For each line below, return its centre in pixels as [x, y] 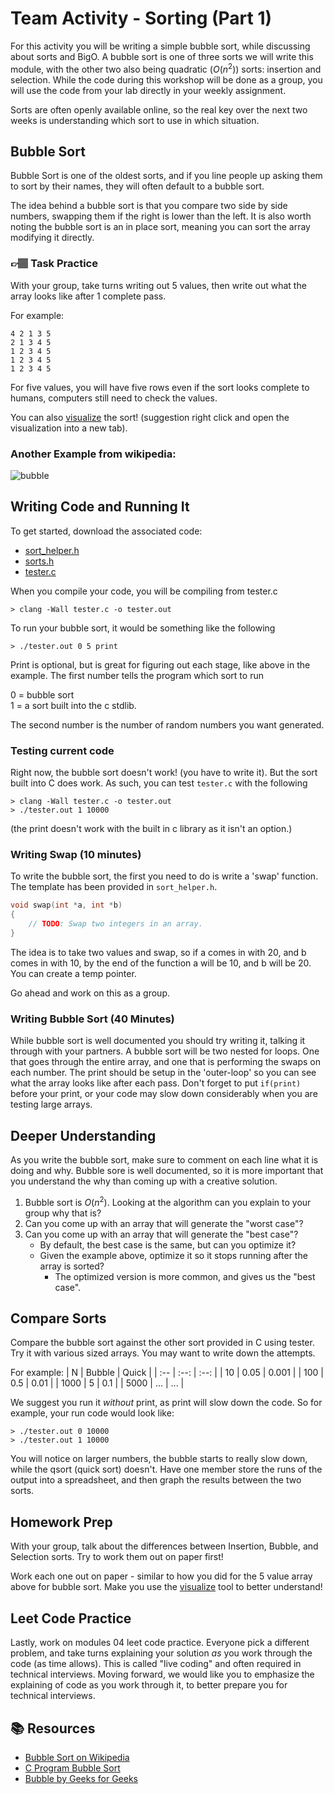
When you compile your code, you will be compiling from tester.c [144, 591]
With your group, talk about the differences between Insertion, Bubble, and [164, 1546]
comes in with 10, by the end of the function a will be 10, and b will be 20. [161, 963]
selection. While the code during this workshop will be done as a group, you [166, 79]
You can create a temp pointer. [73, 973]
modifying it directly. [52, 238]
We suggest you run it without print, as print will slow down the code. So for [166, 1403]
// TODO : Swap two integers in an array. [115, 924]
